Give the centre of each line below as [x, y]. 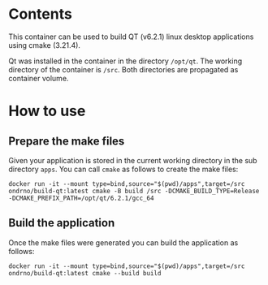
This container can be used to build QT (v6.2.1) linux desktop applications [131, 37]
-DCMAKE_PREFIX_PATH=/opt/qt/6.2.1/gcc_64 [81, 198]
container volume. [39, 78]
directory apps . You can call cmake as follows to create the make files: [123, 169]
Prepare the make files [67, 141]
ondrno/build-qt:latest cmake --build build [85, 273]
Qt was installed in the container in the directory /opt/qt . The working [125, 61]
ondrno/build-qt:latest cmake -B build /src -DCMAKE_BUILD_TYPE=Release [134, 191]
